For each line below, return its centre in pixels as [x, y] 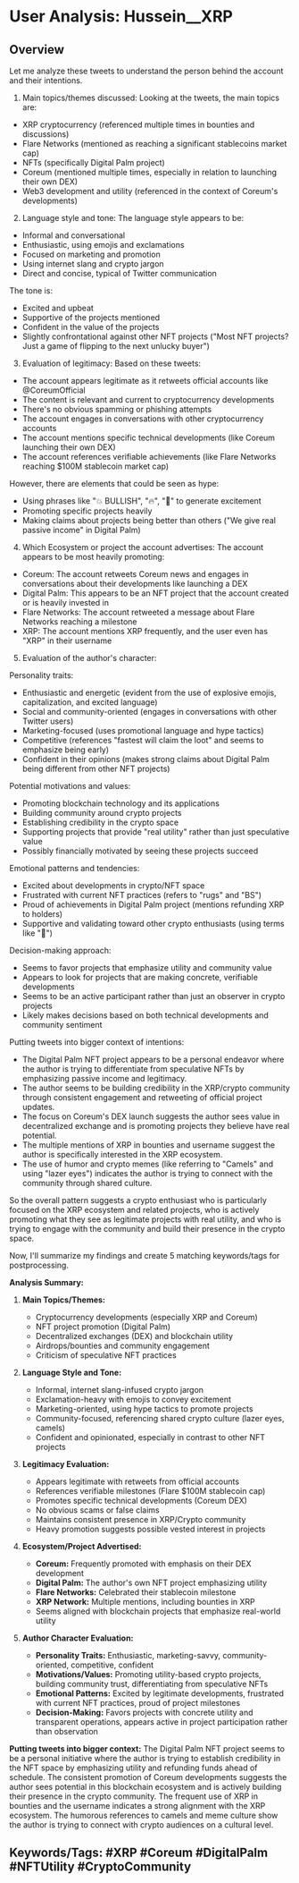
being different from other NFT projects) [96, 768]
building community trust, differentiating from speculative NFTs [152, 1684]
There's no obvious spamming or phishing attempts [117, 409]
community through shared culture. [87, 1183]
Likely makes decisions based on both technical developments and [145, 1015]
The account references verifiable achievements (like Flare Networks [149, 457]
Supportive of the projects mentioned [91, 318]
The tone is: [31, 291]
